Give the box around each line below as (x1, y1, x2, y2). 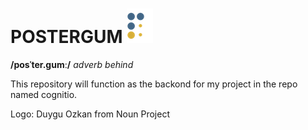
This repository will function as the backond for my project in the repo (10, 78, 298, 90)
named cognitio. (10, 88, 78, 100)
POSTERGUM (10, 26, 123, 48)
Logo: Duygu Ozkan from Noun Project (10, 108, 170, 120)
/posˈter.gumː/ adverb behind (10, 58, 134, 70)
